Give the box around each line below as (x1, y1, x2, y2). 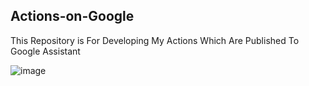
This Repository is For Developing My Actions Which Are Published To (10, 34, 300, 46)
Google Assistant (10, 45, 81, 57)
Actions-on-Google (10, 8, 135, 25)
